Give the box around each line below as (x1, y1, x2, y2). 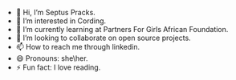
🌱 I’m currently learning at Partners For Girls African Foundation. (15, 25, 229, 34)
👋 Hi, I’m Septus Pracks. (15, 8, 96, 17)
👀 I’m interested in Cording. (15, 16, 107, 26)
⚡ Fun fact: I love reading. (15, 62, 101, 72)
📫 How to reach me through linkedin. (15, 42, 140, 51)
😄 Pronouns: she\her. (15, 54, 88, 63)
